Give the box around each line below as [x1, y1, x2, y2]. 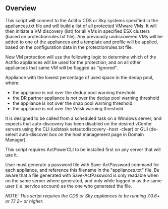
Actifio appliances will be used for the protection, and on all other [5, 59, 141, 65]
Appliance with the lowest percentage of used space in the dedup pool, [5, 74, 154, 80]
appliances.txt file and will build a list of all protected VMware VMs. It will [5, 23, 157, 29]
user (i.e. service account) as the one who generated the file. [5, 183, 133, 189]
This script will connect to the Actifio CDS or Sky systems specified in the [5, 17, 158, 23]
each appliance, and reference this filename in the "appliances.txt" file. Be [5, 167, 160, 173]
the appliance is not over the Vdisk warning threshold [12, 105, 124, 111]
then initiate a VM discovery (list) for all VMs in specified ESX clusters [5, 28, 150, 34]
